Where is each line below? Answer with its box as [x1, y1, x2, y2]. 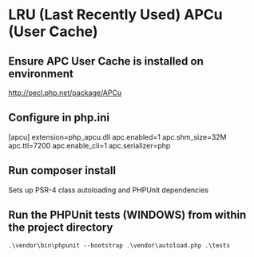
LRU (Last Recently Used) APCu [8, 6, 223, 24]
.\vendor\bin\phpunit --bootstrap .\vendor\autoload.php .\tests [8, 242, 230, 250]
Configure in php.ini [8, 111, 110, 125]
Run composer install [8, 164, 117, 177]
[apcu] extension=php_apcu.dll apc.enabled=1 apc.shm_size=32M [8, 132, 227, 141]
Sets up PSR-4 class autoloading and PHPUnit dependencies [8, 185, 209, 195]
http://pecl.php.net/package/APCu [8, 88, 122, 97]
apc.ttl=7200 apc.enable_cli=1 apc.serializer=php [8, 140, 171, 150]
